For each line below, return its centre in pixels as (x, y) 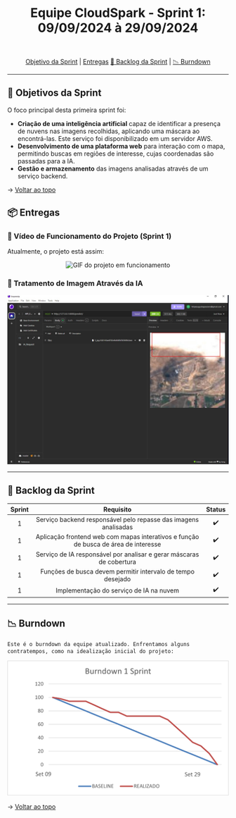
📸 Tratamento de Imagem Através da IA (75, 283)
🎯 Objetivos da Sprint (54, 93)
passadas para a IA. (46, 161)
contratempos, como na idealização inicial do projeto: (91, 651)
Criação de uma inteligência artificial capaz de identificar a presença (119, 123)
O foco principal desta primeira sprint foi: (67, 110)
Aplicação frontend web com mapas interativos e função (117, 537)
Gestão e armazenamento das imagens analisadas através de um (113, 168)
